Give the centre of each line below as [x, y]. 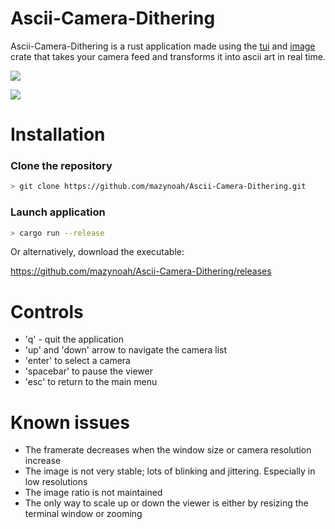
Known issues [70, 422]
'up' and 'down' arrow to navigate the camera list [126, 350]
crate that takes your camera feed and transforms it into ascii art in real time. [168, 56]
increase [43, 461]
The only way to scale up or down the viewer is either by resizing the [166, 503]
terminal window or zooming [83, 514]
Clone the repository [61, 166]
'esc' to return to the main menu [91, 382]
